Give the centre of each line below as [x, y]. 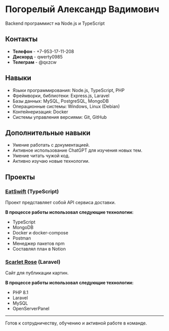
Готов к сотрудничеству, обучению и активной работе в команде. [76, 323]
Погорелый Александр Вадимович [82, 9]
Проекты [20, 177]
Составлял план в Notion [39, 249]
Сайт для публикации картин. [37, 273]
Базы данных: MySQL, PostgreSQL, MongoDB [61, 101]
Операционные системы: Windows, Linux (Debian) [66, 106]
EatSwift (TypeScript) [32, 192]
